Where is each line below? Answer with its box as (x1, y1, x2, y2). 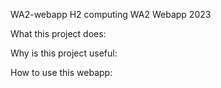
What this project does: (10, 28, 107, 39)
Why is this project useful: (10, 47, 118, 59)
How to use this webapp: (10, 67, 113, 78)
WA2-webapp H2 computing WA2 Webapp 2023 (10, 9, 212, 20)
